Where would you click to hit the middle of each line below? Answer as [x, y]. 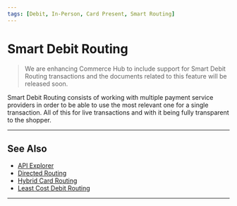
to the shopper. [29, 120]
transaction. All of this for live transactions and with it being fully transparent [118, 112]
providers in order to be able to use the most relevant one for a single [108, 105]
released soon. [46, 84]
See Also [27, 148]
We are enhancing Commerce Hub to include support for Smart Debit [125, 69]
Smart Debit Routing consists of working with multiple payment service [110, 97]
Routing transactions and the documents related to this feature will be [126, 76]
